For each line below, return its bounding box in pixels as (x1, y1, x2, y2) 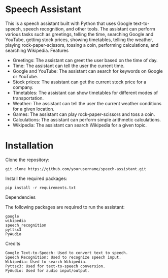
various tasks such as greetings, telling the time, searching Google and (5, 31, 154, 37)
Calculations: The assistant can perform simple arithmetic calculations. (12, 116, 161, 122)
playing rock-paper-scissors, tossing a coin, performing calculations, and (5, 42, 159, 48)
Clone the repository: (5, 157, 50, 163)
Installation (5, 140, 54, 151)
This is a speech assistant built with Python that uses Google (5, 20, 133, 26)
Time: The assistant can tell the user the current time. (12, 63, 125, 69)
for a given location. (12, 106, 55, 112)
